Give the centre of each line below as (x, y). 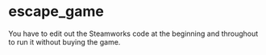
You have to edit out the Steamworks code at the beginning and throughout (133, 33)
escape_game (56, 12)
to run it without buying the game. (64, 41)
